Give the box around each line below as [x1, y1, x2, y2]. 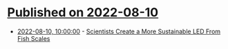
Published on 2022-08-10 [7, 5, 159, 20]
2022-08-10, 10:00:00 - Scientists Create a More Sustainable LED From [17, 27, 221, 35]
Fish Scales [17, 34, 50, 42]
